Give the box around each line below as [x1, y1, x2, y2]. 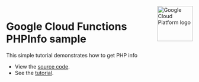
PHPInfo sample [6, 32, 87, 46]
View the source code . [14, 63, 70, 70]
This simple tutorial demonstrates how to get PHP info [6, 52, 138, 59]
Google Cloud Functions [6, 20, 127, 33]
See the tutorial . [14, 69, 54, 76]
